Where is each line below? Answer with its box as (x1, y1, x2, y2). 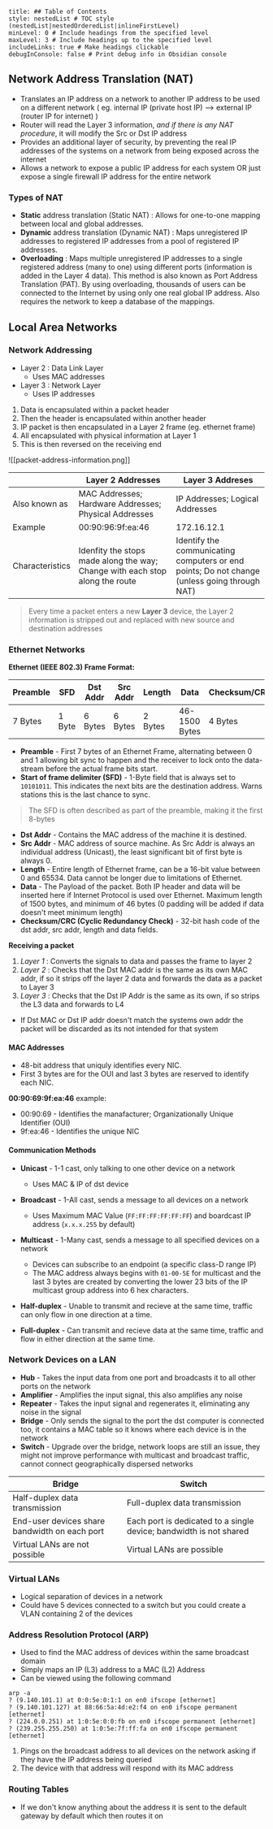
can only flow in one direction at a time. (19, 1309, 153, 1320)
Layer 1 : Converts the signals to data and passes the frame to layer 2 (19, 956, 253, 966)
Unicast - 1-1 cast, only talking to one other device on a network (19, 1163, 236, 1173)
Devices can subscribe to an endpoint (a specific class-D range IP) (32, 1259, 257, 1269)
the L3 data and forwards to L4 (19, 999, 124, 1009)
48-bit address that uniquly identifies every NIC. (19, 1060, 182, 1070)
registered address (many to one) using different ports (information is (19, 262, 253, 272)
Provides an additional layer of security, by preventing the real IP (19, 137, 237, 146)
